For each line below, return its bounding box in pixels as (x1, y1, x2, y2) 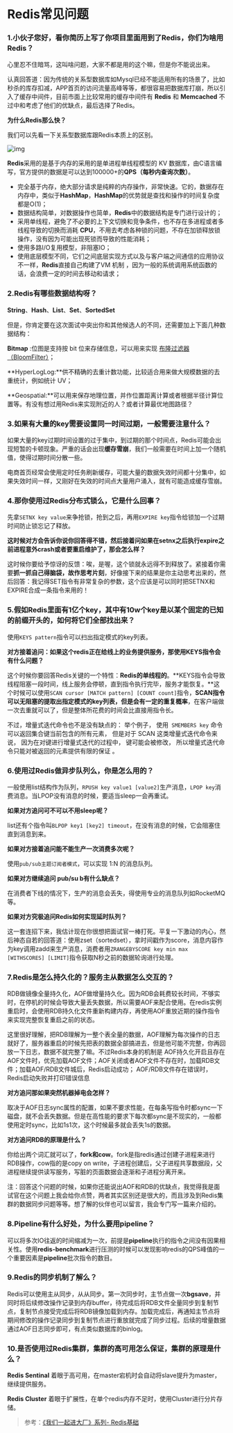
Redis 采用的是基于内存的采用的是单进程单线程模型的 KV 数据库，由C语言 (7, 159, 216, 168)
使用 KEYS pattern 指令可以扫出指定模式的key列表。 (7, 632, 153, 641)
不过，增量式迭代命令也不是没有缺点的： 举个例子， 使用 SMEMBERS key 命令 (7, 721, 223, 729)
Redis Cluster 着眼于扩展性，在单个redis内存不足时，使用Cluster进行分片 (7, 1395, 217, 1403)
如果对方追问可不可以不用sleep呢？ (7, 806, 109, 815)
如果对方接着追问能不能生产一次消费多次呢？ (7, 844, 135, 853)
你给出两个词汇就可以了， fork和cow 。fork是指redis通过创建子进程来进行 (7, 1151, 216, 1159)
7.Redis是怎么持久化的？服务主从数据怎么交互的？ (7, 972, 175, 982)
